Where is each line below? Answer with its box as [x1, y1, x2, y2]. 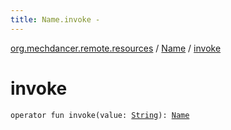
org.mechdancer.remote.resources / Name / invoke [10, 42, 222, 54]
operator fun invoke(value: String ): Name [10, 110, 190, 120]
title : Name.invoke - [10, 14, 101, 25]
